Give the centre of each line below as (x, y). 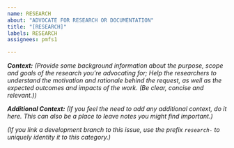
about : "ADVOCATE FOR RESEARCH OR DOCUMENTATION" (81, 20)
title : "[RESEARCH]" (37, 27)
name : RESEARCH (29, 14)
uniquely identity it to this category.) (59, 138)
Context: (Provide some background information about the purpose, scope (115, 66)
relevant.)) (22, 96)
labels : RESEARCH (32, 33)
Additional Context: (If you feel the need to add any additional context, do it (117, 109)
